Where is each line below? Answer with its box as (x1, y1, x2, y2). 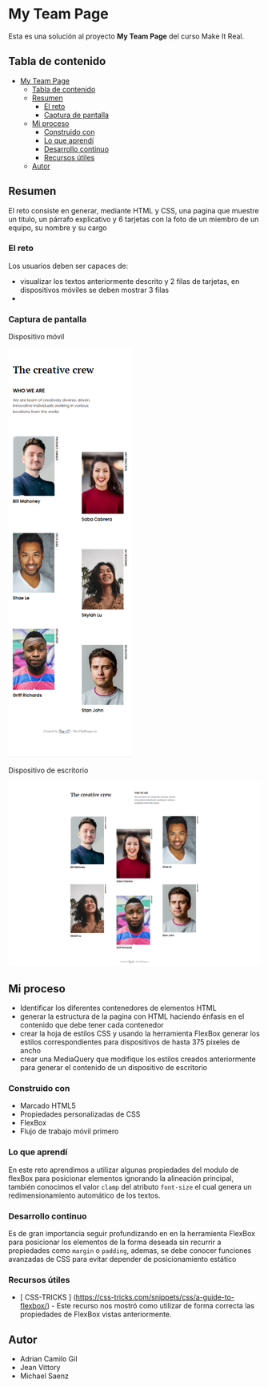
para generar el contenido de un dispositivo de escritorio (19, 1063, 208, 1073)
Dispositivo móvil (8, 332, 65, 342)
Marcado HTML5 (19, 1101, 76, 1111)
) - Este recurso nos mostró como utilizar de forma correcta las (46, 1301, 254, 1311)
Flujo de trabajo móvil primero (19, 1126, 119, 1136)
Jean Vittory (19, 1363, 61, 1373)
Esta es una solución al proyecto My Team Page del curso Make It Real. (8, 31, 245, 41)
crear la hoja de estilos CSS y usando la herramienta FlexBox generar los (19, 1028, 260, 1039)
